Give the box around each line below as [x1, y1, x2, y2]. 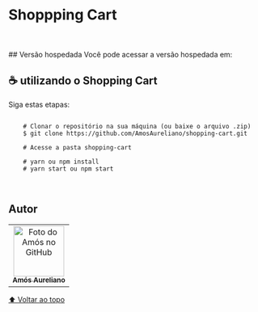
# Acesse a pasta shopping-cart [23, 143, 132, 151]
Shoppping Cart [8, 6, 117, 24]
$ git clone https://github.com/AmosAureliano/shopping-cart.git [23, 129, 248, 137]
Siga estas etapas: [8, 99, 70, 109]
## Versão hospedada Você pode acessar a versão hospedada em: [8, 49, 233, 59]
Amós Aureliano [12, 276, 66, 285]
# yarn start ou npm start [23, 164, 114, 173]
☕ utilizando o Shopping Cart [8, 74, 158, 88]
